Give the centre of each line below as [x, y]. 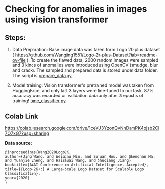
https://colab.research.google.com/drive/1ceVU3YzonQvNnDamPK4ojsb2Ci [82, 128]
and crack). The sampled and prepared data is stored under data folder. [85, 70]
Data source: [18, 143]
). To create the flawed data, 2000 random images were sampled [92, 60]
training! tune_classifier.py [39, 101]
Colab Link [22, 116]
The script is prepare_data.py [42, 76]
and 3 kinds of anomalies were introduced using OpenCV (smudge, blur [85, 65]
